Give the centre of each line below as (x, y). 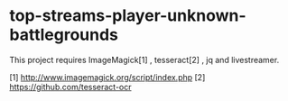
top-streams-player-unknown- (128, 16)
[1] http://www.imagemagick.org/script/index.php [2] (107, 77)
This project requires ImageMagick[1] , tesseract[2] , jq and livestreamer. (144, 60)
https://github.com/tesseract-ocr (71, 87)
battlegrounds (64, 35)
